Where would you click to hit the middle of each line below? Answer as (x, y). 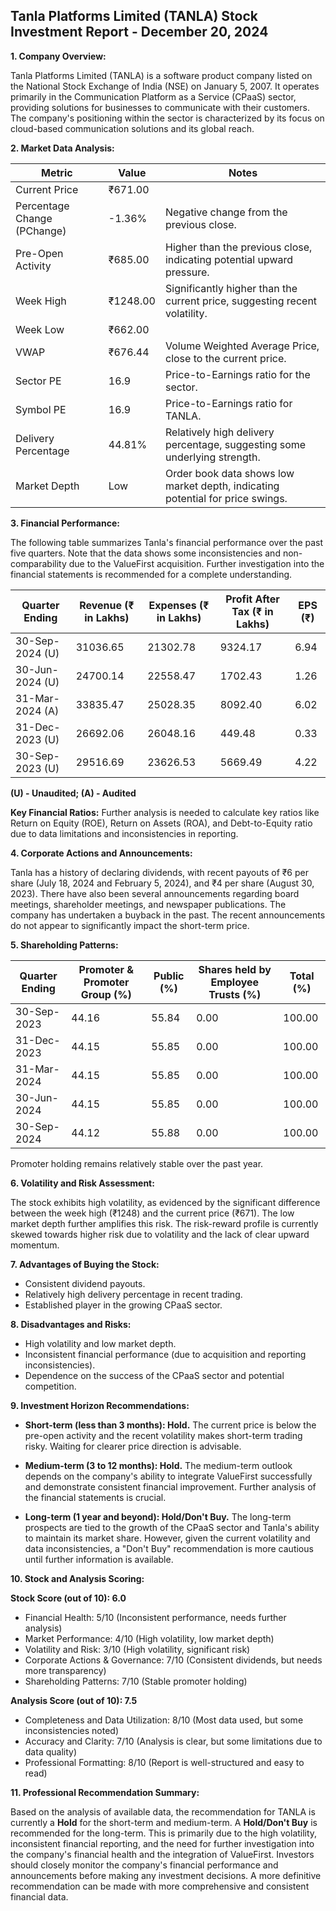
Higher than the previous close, (238, 247)
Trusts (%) (235, 994)
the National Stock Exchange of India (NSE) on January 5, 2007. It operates (165, 86)
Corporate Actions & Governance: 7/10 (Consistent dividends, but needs (173, 1660)
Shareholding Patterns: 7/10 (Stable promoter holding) (136, 1681)
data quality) (50, 1751)
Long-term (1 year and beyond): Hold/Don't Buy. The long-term (158, 1516)
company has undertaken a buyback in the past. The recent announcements (168, 915)
